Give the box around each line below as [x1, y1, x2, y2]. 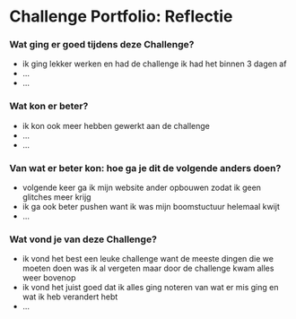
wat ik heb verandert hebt [22, 291, 118, 302]
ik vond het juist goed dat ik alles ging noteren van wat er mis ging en [22, 282, 279, 293]
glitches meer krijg [22, 192, 91, 203]
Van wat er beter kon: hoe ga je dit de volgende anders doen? [9, 161, 282, 174]
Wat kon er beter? [9, 100, 89, 113]
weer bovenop [22, 272, 76, 283]
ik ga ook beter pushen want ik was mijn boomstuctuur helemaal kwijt [22, 202, 281, 212]
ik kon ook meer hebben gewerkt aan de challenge [22, 120, 211, 131]
